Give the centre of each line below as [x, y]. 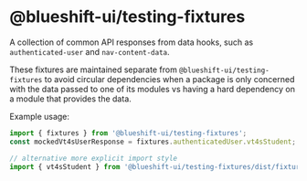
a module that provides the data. [71, 99]
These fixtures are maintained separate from [94, 69]
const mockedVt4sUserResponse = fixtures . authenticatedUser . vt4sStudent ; [153, 142]
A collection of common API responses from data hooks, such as [132, 42]
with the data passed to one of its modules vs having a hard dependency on [152, 89]
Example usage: [40, 116]
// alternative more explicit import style [94, 158]
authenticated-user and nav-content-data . [90, 51]
